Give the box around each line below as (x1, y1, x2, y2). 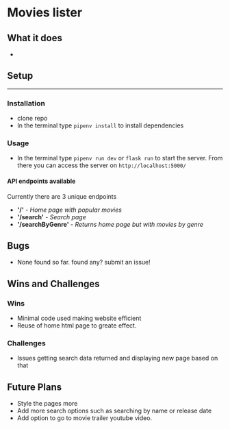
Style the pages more (16, 400, 78, 408)
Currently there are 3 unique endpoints (7, 192, 117, 200)
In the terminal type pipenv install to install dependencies (16, 121, 184, 130)
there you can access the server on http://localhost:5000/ (16, 161, 187, 169)
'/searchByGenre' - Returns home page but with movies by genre (16, 220, 204, 228)
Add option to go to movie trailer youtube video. (16, 414, 153, 422)
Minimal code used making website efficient (16, 314, 142, 323)
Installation (7, 98, 46, 108)
